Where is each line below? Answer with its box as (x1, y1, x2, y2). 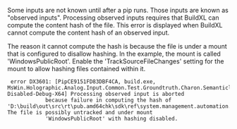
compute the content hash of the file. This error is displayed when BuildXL (7, 21, 224, 29)
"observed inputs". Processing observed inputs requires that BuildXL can (7, 13, 220, 22)
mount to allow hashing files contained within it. (7, 65, 146, 73)
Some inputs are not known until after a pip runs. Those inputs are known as (7, 6, 229, 14)
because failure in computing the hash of (44, 97, 172, 104)
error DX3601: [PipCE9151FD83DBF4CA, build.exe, (10, 78, 157, 85)
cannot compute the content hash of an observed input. (7, 28, 170, 37)
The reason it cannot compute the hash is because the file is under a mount (7, 42, 227, 50)
